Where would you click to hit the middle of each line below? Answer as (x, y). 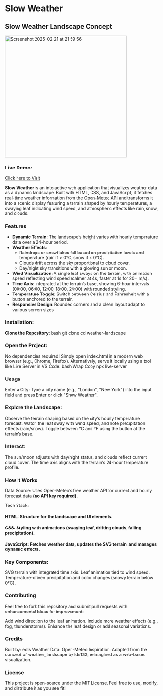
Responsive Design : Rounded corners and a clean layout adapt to (78, 304)
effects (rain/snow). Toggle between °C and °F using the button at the (75, 428)
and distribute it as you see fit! (35, 688)
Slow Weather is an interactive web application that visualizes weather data (81, 188)
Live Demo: (19, 168)
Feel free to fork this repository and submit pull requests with (66, 606)
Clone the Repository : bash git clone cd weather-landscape (65, 333)
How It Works (21, 480)
